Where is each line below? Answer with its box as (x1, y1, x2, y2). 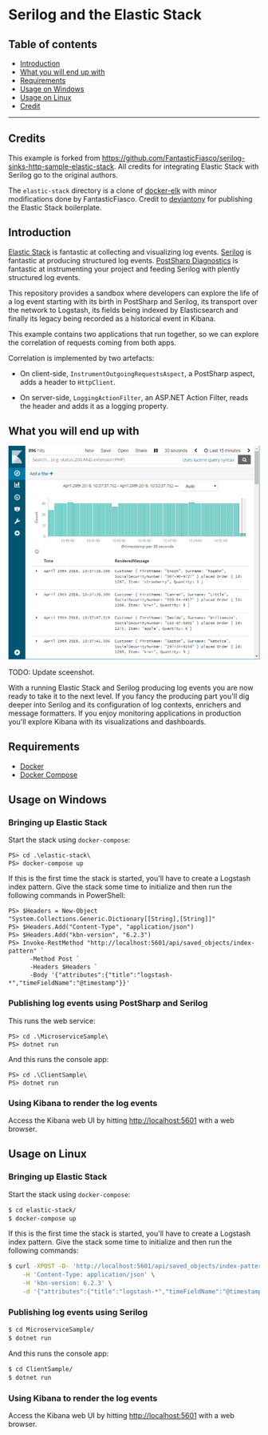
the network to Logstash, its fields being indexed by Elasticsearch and (8, 305, 238, 315)
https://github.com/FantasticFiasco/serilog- (101, 153, 246, 162)
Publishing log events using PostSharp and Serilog (8, 998, 209, 1009)
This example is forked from (8, 153, 101, 162)
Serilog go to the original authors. (8, 170, 118, 179)
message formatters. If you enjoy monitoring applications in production (8, 708, 242, 718)
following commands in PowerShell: (8, 891, 126, 900)
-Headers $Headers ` (29, 963, 98, 972)
